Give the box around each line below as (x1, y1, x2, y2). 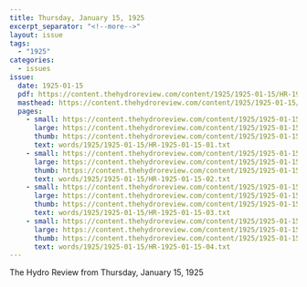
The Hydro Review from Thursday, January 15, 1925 (9, 267, 204, 278)
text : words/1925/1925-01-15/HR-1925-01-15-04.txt (33, 242, 231, 251)
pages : (17, 107, 43, 116)
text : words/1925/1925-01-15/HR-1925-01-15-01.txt (33, 140, 231, 149)
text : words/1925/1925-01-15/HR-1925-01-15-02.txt (33, 174, 231, 183)
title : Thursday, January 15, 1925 (9, 13, 145, 23)
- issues (17, 65, 51, 74)
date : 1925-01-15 (17, 81, 84, 90)
